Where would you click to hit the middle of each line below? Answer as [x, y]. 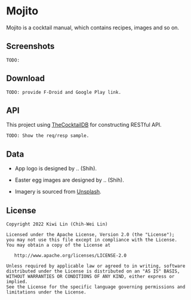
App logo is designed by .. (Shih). [56, 169]
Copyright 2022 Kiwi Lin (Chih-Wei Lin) [57, 224]
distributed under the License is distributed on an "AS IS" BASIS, [93, 271]
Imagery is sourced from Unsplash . [58, 192]
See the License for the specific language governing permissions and [96, 287]
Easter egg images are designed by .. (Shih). [69, 180]
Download [25, 79]
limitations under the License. [46, 292]
